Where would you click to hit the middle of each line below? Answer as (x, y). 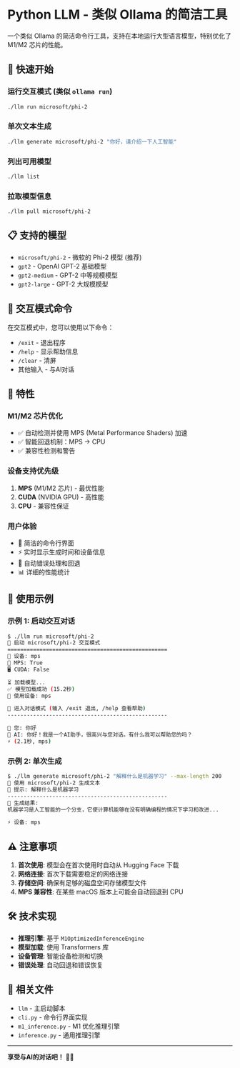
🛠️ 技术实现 (32, 916)
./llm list (24, 176)
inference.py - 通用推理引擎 (59, 1035)
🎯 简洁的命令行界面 (46, 543)
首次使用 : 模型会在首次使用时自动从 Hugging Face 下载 (98, 865)
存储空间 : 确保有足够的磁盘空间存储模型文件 (82, 883)
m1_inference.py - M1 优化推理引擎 (69, 1026)
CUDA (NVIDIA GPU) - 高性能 (61, 496)
